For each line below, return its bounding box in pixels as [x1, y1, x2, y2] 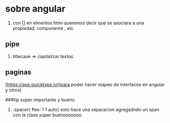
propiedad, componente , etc [12, 25, 74, 31]
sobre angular [5, 3, 66, 15]
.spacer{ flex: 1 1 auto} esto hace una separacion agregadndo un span [12, 106, 159, 112]
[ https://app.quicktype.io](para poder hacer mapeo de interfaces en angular [5, 81, 165, 88]
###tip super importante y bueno [5, 97, 75, 103]
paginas [5, 68, 32, 76]
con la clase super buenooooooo [12, 112, 82, 118]
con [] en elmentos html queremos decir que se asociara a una [12, 20, 144, 26]
